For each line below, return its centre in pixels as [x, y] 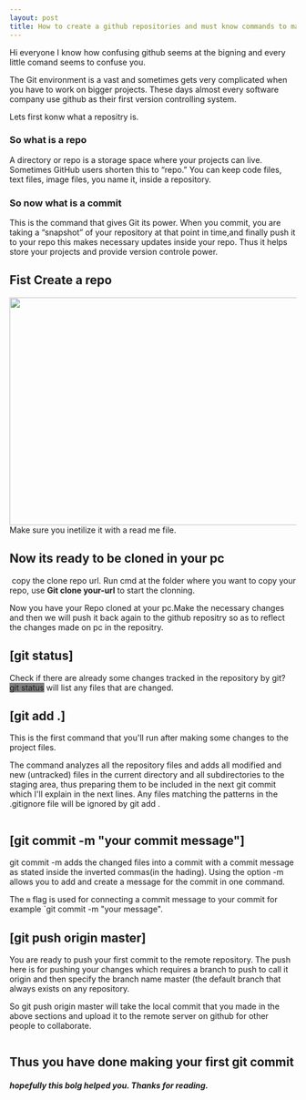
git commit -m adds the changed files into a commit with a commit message [152, 862]
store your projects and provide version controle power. [114, 252]
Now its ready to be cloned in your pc [117, 559]
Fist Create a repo [61, 280]
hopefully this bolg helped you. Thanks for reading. [109, 1085]
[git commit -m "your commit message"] [127, 840]
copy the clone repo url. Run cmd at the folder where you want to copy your [154, 580]
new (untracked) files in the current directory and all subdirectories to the [147, 775]
